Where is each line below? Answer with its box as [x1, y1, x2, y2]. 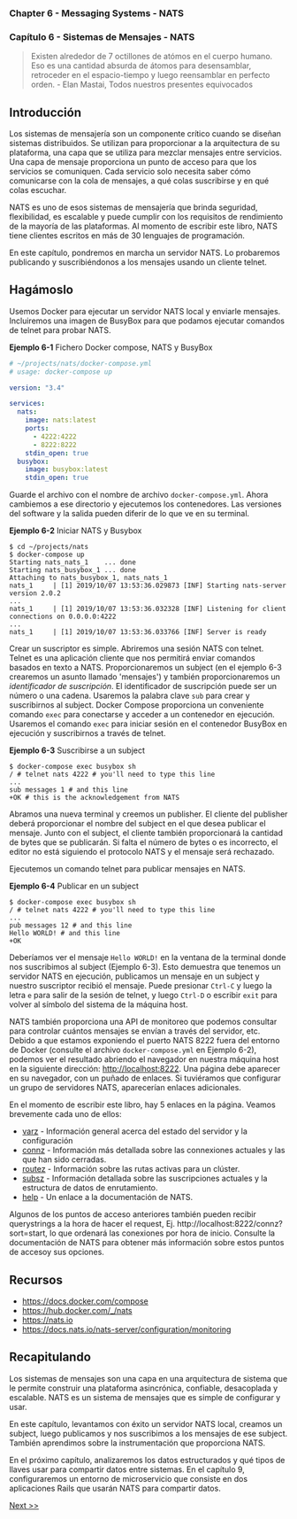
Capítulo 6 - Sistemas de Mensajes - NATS [9, 30, 195, 43]
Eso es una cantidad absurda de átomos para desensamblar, [30, 60, 252, 71]
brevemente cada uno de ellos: [9, 1109, 122, 1120]
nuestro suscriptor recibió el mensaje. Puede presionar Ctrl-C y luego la [9, 980, 272, 991]
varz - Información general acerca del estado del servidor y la [21, 1126, 247, 1136]
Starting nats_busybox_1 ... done [9, 566, 137, 575]
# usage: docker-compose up [9, 367, 113, 376]
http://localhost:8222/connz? [176, 1219, 283, 1229]
